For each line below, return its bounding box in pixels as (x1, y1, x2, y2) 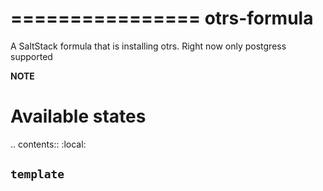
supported (10, 50, 53, 62)
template (10, 167, 65, 182)
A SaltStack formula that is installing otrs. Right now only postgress (10, 40, 287, 52)
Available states (10, 105, 147, 128)
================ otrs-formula (10, 7, 314, 30)
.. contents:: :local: (10, 138, 87, 150)
